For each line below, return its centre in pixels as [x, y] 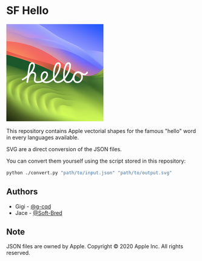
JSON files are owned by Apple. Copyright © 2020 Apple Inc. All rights [95, 246]
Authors [22, 192]
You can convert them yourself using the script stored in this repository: [96, 161]
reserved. [18, 253]
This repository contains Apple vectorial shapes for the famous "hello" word [101, 130]
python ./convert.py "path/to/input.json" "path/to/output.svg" [89, 173]
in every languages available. [42, 137]
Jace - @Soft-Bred [39, 212]
